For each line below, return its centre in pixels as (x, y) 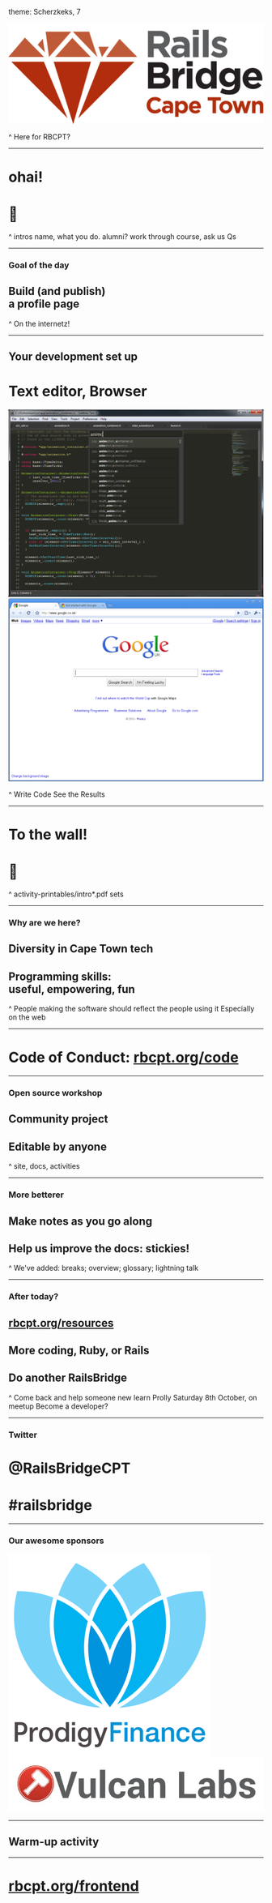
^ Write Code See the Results (57, 794)
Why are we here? (45, 922)
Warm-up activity (54, 1842)
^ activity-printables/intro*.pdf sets (66, 894)
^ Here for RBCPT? (40, 136)
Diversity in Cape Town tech (81, 949)
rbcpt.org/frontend (74, 1886)
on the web (27, 1017)
